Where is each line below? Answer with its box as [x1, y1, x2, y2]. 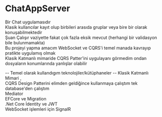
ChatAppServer [5, 3, 70, 14]
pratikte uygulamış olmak [5, 50, 56, 56]
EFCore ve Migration [5, 96, 46, 101]
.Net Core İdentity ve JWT [5, 101, 58, 107]
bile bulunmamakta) [5, 39, 45, 45]
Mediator [5, 91, 23, 97]
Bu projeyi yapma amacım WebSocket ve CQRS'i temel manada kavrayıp [5, 45, 151, 51]
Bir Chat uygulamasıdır [5, 19, 51, 25]
